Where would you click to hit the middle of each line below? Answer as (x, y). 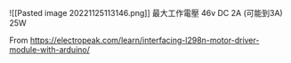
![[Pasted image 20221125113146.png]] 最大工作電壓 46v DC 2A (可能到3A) (146, 13)
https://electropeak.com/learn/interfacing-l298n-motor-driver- (145, 40)
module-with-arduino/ (50, 50)
